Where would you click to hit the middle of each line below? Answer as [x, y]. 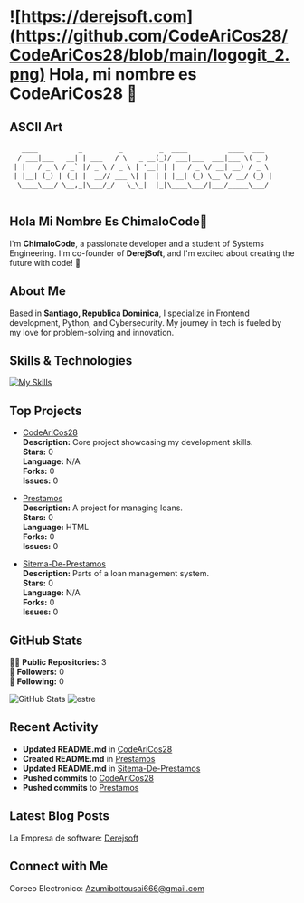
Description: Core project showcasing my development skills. [138, 442]
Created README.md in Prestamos [89, 758]
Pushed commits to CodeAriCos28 [88, 778]
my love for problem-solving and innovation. [92, 332]
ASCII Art [36, 127]
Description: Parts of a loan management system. [116, 574]
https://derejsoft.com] [107, 17]
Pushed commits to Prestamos [81, 787]
